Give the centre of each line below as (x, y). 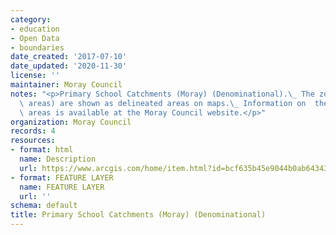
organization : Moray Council (71, 122)
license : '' (35, 76)
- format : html (42, 150)
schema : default (44, 206)
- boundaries (37, 47)
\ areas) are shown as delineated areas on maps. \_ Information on (163, 103)
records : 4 (33, 131)
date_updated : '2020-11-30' (69, 66)
